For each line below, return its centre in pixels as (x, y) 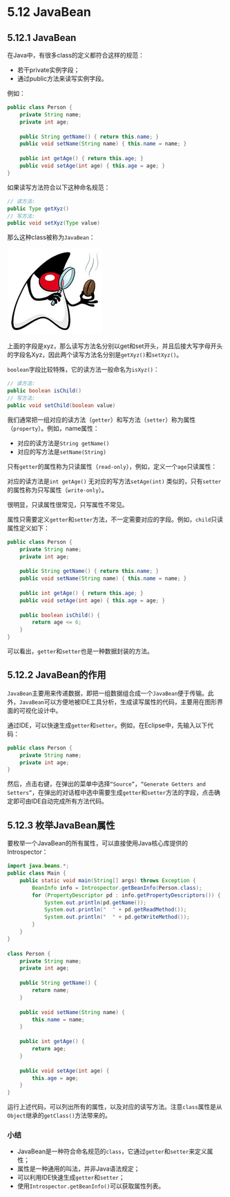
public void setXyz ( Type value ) (54, 223)
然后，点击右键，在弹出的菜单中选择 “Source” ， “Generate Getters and (106, 784)
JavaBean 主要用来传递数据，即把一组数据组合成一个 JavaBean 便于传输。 (108, 693)
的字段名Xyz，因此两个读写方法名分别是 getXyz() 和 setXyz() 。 (95, 355)
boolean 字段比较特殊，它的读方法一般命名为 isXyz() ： (84, 370)
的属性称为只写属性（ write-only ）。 (58, 490)
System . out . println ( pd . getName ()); (95, 902)
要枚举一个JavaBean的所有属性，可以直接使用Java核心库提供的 (98, 843)
